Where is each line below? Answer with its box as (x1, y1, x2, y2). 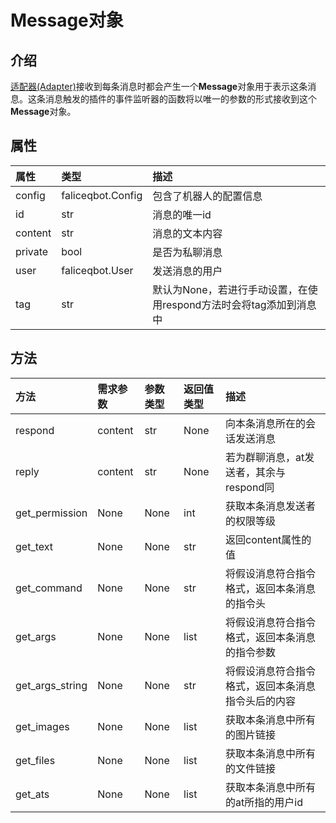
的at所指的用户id (225, 795, 303, 809)
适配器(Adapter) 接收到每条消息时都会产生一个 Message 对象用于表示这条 (10, 81, 308, 92)
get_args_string (15, 678, 88, 692)
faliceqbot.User (61, 263, 134, 277)
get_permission (15, 506, 88, 520)
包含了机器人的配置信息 (152, 189, 263, 203)
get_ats (15, 787, 50, 801)
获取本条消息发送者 (225, 499, 317, 513)
